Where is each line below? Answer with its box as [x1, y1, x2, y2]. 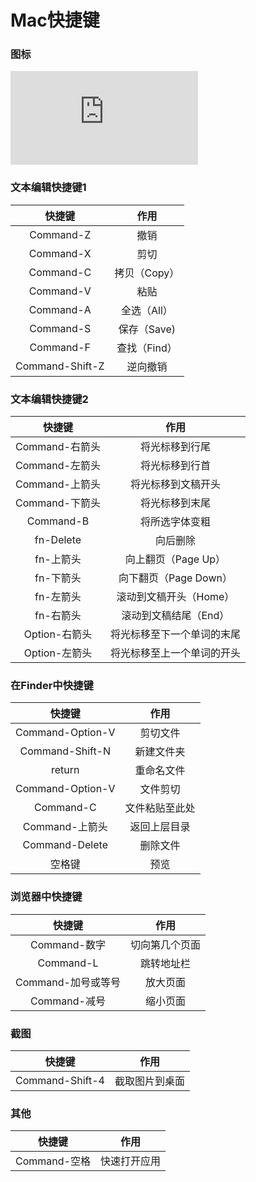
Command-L [37, 956, 99, 970]
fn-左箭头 [34, 590, 82, 604]
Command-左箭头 [15, 459, 101, 473]
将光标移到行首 [139, 459, 211, 473]
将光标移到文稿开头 [129, 477, 221, 491]
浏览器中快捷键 [10, 890, 83, 904]
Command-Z [29, 227, 92, 241]
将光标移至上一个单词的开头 [109, 646, 241, 660]
